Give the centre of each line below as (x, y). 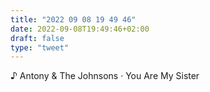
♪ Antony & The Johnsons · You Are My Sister (105, 76)
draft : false (37, 38)
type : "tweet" (40, 47)
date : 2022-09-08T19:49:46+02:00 (80, 29)
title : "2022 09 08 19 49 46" (73, 19)
